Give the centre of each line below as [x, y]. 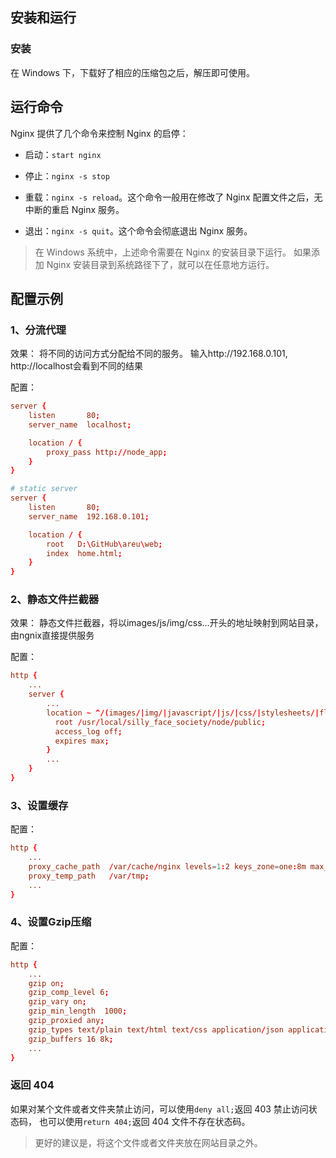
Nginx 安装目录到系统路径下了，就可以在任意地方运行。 [160, 264]
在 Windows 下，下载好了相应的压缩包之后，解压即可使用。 [132, 72]
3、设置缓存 [39, 805]
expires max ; [82, 741]
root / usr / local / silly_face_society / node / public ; [160, 722]
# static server [44, 489]
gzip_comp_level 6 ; [69, 993]
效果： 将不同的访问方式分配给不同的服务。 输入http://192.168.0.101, [149, 354]
